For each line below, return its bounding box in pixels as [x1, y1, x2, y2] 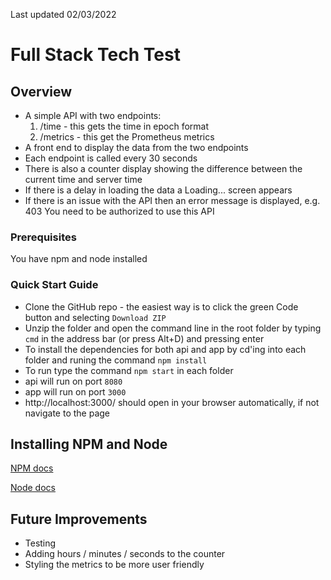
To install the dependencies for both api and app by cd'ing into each [24, 343, 307, 355]
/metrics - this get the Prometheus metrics [39, 131, 215, 143]
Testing [24, 537, 57, 549]
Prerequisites [10, 230, 77, 244]
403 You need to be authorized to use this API [24, 205, 215, 217]
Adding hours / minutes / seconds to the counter [24, 548, 226, 560]
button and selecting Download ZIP [24, 311, 167, 323]
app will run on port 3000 [24, 385, 127, 398]
